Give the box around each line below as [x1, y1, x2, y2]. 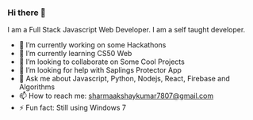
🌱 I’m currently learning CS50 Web [18, 49, 132, 58]
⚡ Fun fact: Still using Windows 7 [18, 103, 126, 113]
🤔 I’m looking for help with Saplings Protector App [18, 66, 182, 75]
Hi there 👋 [7, 7, 47, 18]
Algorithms [18, 82, 56, 92]
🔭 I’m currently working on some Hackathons [18, 40, 167, 50]
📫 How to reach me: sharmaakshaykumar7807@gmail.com [18, 91, 214, 101]
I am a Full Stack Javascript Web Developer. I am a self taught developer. [7, 25, 246, 35]
